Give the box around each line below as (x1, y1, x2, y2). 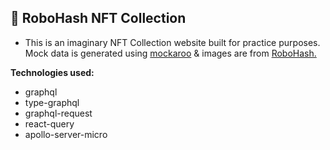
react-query (24, 117, 75, 130)
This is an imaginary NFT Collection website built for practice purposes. (24, 36, 321, 48)
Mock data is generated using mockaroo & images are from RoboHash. (24, 47, 317, 59)
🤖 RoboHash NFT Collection (10, 10, 187, 27)
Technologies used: (10, 66, 95, 78)
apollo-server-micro (24, 128, 108, 140)
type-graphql (24, 96, 80, 108)
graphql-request (24, 107, 93, 119)
